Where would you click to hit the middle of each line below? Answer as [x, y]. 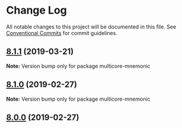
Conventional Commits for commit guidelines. [62, 33]
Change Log [36, 10]
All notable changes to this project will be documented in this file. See [91, 27]
